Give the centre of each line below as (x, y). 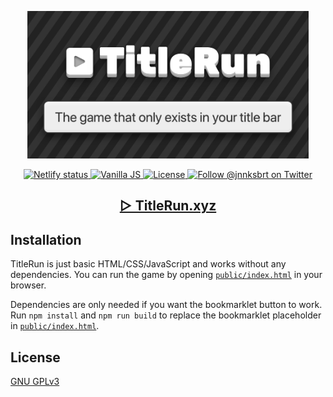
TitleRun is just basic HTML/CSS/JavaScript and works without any (148, 264)
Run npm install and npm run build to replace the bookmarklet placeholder (166, 315)
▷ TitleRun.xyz (168, 206)
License (35, 357)
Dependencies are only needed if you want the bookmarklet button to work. (166, 305)
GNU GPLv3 (35, 381)
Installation (46, 239)
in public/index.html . (55, 326)
